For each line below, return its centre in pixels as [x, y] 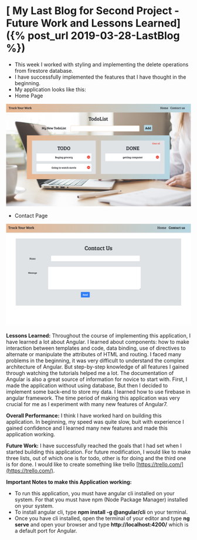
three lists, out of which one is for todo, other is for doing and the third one [96, 458]
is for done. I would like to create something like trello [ [72, 464]
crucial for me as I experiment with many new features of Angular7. [87, 404]
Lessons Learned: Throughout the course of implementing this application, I [98, 335]
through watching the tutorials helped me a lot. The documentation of [90, 373]
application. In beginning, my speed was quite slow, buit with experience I [95, 421]
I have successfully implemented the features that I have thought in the [100, 77]
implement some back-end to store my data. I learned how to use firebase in [98, 392]
